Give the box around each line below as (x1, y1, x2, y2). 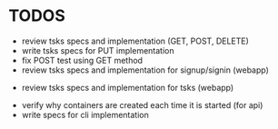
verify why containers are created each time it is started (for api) (21, 99, 263, 110)
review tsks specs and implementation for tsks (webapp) (21, 82, 234, 93)
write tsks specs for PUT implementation (21, 45, 174, 55)
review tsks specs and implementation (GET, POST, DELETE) (21, 35, 249, 46)
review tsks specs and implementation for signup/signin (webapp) (21, 64, 270, 75)
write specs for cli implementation (21, 109, 149, 120)
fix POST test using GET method (21, 55, 143, 65)
